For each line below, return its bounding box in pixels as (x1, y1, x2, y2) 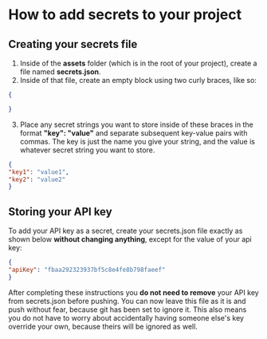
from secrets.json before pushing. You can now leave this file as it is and (8, 296, 246, 305)
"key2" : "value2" (8, 175, 66, 183)
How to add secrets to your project (8, 6, 242, 24)
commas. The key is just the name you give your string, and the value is (19, 136, 255, 146)
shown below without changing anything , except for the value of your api (8, 235, 253, 244)
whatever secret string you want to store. (19, 145, 155, 155)
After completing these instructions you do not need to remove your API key (8, 287, 259, 297)
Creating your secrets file (8, 37, 138, 51)
